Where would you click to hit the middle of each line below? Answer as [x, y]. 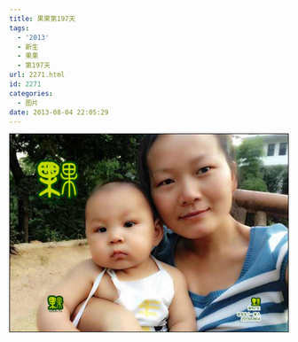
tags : [19, 28]
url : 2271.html [37, 75]
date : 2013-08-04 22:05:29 [59, 112]
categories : [31, 93]
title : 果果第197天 [43, 19]
